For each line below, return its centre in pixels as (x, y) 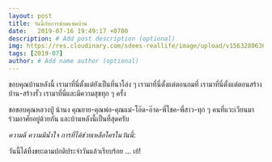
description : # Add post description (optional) (92, 38)
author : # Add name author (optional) (74, 62)
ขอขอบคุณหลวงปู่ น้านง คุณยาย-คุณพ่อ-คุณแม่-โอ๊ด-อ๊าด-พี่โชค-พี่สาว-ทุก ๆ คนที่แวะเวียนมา (132, 109)
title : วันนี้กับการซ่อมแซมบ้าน (48, 23)
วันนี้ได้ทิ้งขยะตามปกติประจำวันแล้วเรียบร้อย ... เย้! (75, 151)
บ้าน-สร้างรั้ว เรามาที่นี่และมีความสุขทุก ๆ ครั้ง (68, 93)
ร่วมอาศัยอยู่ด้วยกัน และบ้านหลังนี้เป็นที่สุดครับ (69, 118)
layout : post (30, 16)
